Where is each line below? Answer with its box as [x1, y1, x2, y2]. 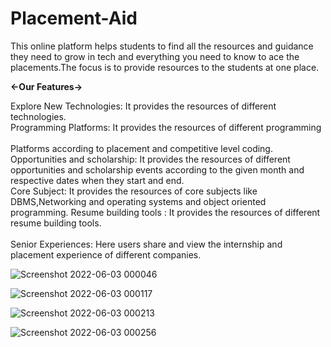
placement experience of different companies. [10, 248, 202, 261]
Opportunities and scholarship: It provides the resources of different [10, 153, 291, 165]
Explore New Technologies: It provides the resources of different [10, 100, 277, 112]
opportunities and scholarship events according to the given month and [10, 163, 305, 176]
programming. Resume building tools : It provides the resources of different [10, 206, 321, 218]
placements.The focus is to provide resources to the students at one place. [10, 61, 320, 73]
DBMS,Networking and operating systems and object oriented [10, 195, 267, 207]
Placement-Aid [10, 7, 138, 30]
